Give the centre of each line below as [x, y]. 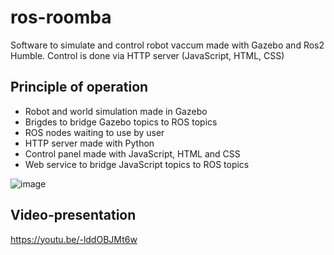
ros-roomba [61, 17]
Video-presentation [73, 215]
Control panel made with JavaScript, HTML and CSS [132, 153]
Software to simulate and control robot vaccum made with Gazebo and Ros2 [167, 45]
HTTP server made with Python [89, 143]
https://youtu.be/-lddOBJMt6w [74, 239]
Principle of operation [79, 87]
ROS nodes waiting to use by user [94, 132]
